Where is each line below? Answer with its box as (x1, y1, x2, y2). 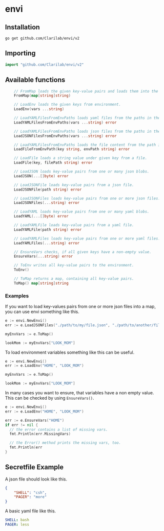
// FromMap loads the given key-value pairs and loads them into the (14, 89, 159, 94)
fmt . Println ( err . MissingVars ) (9, 432, 71, 436)
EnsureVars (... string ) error (14, 254, 73, 259)
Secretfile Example (5, 463, 64, 471)
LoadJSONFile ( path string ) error (14, 187, 82, 192)
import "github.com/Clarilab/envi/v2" (5, 62, 84, 67)
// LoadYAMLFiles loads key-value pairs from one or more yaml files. (14, 236, 161, 241)
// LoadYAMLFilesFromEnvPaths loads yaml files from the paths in (14, 116, 152, 121)
